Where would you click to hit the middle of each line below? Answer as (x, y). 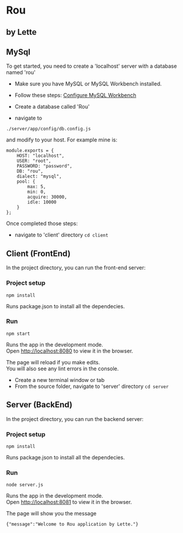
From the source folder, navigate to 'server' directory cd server (92, 386)
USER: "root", (34, 161)
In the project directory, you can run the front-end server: (76, 268)
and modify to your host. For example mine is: (62, 140)
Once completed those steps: (42, 223)
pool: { (26, 182)
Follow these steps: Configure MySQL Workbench (76, 96)
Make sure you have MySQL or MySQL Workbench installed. (88, 84)
